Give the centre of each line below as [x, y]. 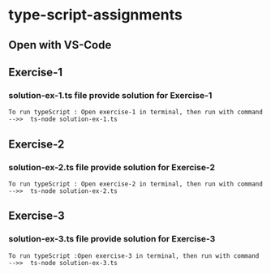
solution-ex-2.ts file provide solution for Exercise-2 [112, 167]
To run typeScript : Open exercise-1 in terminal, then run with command [136, 112]
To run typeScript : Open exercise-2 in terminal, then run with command [136, 184]
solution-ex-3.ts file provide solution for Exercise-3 [112, 239]
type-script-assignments [95, 15]
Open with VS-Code [60, 45]
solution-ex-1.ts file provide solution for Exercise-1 [110, 95]
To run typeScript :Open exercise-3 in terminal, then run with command [134, 256]
